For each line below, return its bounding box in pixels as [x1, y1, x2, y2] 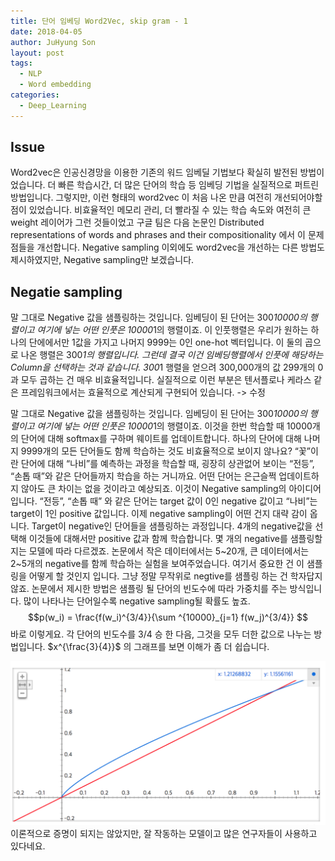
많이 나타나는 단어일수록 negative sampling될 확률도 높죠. [23, 595, 251, 607]
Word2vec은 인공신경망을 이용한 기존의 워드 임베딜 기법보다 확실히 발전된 [10, 166, 298, 179]
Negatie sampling [10, 283, 123, 300]
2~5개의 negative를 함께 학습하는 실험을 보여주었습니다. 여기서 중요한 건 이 [10, 558, 305, 570]
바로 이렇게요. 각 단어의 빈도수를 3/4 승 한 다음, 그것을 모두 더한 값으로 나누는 [10, 628, 312, 640]
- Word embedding [19, 80, 92, 90]
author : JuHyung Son [10, 37, 97, 47]
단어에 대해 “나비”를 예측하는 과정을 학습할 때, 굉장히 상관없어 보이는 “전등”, [20, 458, 315, 470]
